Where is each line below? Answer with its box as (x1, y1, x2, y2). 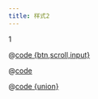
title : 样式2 (8, 11, 50, 20)
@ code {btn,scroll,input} (8, 49, 91, 59)
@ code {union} (8, 81, 59, 91)
